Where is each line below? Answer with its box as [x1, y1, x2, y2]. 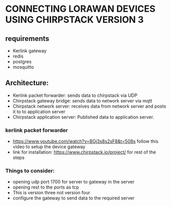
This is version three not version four [12, 190, 90, 196]
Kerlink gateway [12, 48, 47, 54]
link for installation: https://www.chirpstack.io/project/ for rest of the [12, 149, 156, 156]
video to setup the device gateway [12, 144, 86, 150]
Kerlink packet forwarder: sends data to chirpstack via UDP [12, 92, 138, 98]
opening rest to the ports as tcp [12, 184, 79, 190]
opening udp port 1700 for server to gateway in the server [12, 179, 135, 185]
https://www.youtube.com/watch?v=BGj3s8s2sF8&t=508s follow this [12, 138, 159, 144]
